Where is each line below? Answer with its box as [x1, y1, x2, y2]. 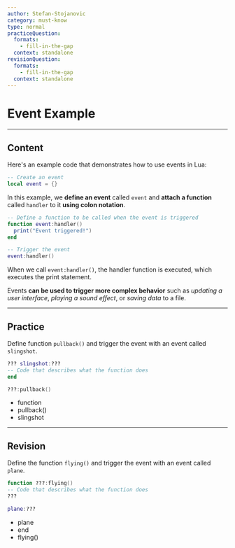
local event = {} [7, 181, 58, 188]
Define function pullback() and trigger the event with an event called [7, 339, 206, 347]
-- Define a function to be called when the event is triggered [7, 214, 199, 221]
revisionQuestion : [7, 56, 61, 63]
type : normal [7, 23, 45, 30]
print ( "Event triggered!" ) [13, 227, 92, 234]
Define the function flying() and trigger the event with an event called [7, 459, 211, 468]
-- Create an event [7, 174, 64, 181]
